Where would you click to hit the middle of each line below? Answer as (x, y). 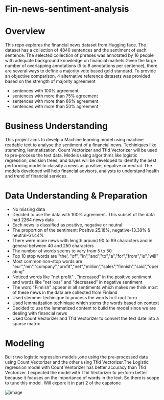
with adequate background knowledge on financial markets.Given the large (81, 61)
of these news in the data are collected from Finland (65, 292)
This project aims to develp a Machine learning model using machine (74, 140)
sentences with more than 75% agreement (55, 96)
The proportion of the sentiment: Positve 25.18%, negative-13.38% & (81, 230)
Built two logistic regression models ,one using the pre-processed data (77, 357)
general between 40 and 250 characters (53, 246)
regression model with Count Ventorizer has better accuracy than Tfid (76, 367)
